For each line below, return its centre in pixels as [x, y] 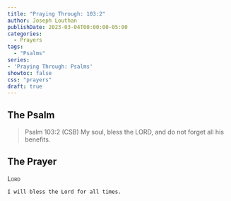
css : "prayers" [30, 80]
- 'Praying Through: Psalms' [50, 67]
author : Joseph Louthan [42, 21]
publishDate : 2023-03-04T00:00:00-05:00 [68, 27]
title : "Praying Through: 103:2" [57, 14]
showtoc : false [30, 73]
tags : [15, 47]
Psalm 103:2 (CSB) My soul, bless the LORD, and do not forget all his [124, 132]
